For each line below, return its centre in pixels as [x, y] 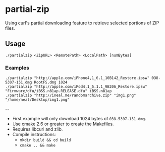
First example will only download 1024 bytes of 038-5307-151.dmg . [79, 119]
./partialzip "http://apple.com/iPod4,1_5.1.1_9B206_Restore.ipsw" [76, 87]
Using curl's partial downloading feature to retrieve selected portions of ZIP [82, 23]
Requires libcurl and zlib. [37, 129]
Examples [17, 68]
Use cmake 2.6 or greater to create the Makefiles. [63, 124]
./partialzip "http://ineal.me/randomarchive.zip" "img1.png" [71, 95]
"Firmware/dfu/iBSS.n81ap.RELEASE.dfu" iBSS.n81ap [58, 91]
